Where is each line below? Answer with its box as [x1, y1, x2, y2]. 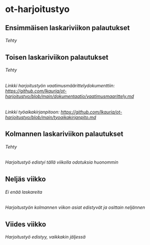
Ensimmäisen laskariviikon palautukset [5, 24, 130, 32]
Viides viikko [5, 220, 46, 228]
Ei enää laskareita [5, 189, 42, 195]
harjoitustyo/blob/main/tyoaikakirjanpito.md [5, 114, 96, 120]
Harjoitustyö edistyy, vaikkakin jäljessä [5, 234, 86, 240]
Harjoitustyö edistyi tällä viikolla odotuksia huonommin [5, 159, 118, 165]
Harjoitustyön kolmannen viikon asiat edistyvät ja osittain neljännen [5, 204, 145, 210]
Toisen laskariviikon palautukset [5, 53, 108, 61]
